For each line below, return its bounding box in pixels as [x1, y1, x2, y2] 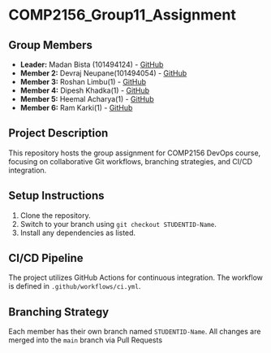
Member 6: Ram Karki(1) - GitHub [19, 103, 133, 112]
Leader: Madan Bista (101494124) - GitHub [19, 59, 164, 69]
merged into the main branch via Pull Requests [8, 335, 163, 345]
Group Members [8, 38, 93, 52]
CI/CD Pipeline [8, 251, 84, 265]
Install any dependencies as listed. [19, 228, 136, 238]
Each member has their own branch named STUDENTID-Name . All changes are [8, 327, 261, 337]
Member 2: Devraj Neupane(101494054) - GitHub [19, 68, 187, 78]
